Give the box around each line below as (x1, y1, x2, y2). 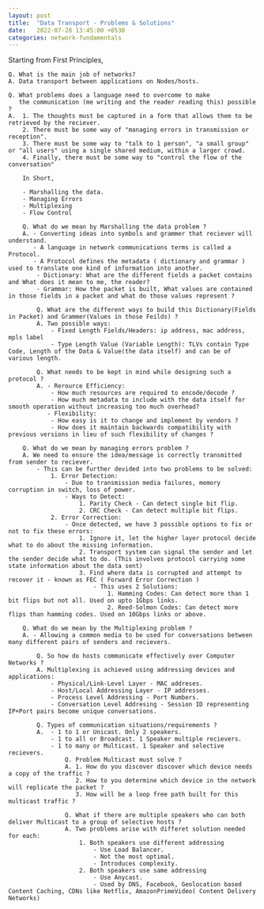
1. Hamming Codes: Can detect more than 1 (107, 590, 249, 598)
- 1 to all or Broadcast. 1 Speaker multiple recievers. (50, 735, 243, 744)
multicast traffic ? (8, 797, 77, 805)
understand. (8, 237, 47, 245)
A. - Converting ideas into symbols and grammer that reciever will (22, 230, 253, 238)
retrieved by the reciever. (8, 119, 101, 127)
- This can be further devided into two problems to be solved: (36, 465, 253, 473)
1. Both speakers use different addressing (78, 839, 224, 847)
